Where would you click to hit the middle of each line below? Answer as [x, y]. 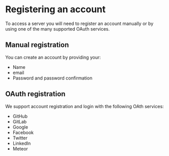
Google [20, 127]
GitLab [20, 121]
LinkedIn [22, 143]
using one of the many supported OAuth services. [58, 29]
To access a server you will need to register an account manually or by [79, 23]
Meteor [20, 148]
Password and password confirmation [52, 78]
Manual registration [37, 45]
